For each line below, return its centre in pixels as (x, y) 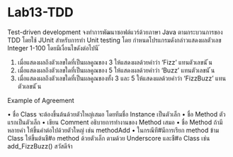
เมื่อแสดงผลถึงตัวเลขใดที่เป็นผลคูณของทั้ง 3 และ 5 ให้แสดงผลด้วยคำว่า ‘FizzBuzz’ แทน (122, 78)
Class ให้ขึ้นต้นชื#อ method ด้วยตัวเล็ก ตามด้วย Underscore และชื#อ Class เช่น (109, 138)
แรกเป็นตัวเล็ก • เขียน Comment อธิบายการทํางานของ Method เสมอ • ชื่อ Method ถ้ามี (115, 122)
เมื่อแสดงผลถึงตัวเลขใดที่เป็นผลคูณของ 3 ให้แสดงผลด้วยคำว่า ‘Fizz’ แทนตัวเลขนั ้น (115, 62)
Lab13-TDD (41, 12)
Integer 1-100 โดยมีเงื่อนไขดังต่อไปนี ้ (54, 48)
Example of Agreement (41, 100)
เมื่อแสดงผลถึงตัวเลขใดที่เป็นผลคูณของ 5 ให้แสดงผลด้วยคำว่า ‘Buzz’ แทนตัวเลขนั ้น (116, 70)
